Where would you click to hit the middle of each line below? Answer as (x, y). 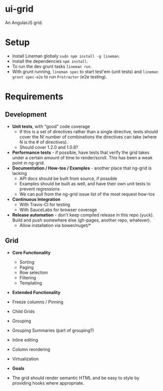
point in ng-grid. (28, 163)
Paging (27, 267)
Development (26, 114)
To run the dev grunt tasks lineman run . (52, 66)
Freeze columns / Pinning (38, 302)
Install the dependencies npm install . (50, 61)
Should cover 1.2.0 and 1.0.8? (49, 147)
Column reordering (31, 349)
